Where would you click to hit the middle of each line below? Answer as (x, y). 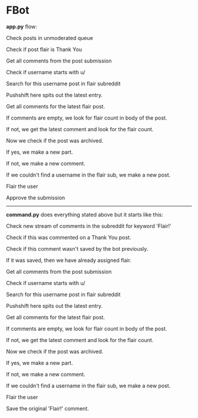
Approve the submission (36, 197)
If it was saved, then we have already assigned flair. (69, 260)
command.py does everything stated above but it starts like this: (85, 214)
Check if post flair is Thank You (44, 49)
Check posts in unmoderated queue (49, 38)
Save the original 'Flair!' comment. (48, 408)
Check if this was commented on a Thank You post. (69, 237)
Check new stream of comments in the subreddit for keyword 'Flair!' (89, 226)
